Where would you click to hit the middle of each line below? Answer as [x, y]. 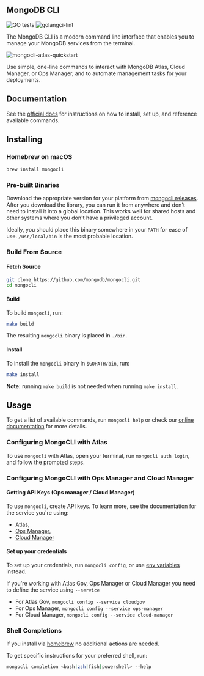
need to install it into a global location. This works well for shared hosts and [101, 211]
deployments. [24, 79]
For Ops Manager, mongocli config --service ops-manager [89, 608]
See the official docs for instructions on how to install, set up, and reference [102, 114]
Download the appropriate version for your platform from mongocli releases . [102, 199]
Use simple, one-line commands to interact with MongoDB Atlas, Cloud [96, 67]
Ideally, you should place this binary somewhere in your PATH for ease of [97, 230]
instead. [16, 571]
